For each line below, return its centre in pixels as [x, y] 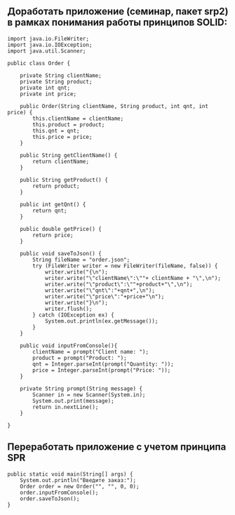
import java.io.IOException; [50, 45]
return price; [53, 235]
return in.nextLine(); [66, 407]
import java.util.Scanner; [47, 51]
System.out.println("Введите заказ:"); [78, 480]
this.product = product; [69, 125]
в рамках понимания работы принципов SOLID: [117, 23]
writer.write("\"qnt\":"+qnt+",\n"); [100, 290]
